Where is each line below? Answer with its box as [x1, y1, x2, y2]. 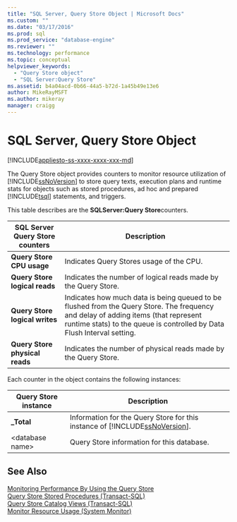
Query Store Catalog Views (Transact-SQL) [7, 499, 133, 508]
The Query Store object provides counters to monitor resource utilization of [7, 169, 226, 178]
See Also [7, 466, 47, 478]
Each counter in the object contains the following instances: [7, 375, 181, 383]
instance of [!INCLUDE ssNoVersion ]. [69, 421, 192, 431]
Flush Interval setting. [64, 327, 136, 337]
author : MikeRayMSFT [7, 89, 68, 96]
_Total [11, 417, 32, 427]
